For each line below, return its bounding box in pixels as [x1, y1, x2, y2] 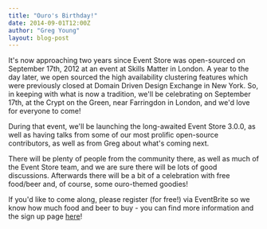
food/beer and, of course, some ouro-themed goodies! [8, 180, 189, 189]
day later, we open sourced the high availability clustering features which [8, 72, 249, 82]
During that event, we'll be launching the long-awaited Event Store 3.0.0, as [8, 122, 257, 131]
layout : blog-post [8, 33, 69, 42]
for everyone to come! [8, 107, 81, 116]
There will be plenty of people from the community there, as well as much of [8, 154, 259, 164]
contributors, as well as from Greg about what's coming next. [8, 138, 210, 148]
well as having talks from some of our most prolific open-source [8, 130, 219, 140]
